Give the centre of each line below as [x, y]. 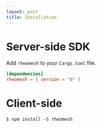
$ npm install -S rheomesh [39, 120]
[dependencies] [25, 74]
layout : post [22, 12]
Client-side [34, 103]
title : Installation [32, 17]
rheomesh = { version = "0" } [44, 80]
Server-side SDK [48, 47]
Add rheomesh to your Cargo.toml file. [51, 63]
